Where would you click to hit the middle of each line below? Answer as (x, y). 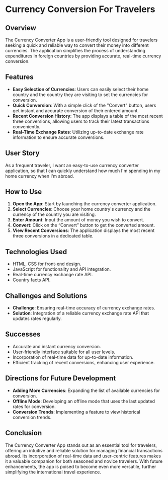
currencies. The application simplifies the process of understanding (75, 51)
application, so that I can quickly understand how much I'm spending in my (83, 171)
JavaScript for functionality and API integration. (62, 269)
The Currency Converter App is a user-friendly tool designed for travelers (81, 40)
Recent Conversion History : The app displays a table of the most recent (88, 116)
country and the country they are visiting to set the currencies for (80, 95)
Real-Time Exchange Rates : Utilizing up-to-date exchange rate (78, 132)
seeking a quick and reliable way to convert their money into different (77, 45)
